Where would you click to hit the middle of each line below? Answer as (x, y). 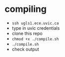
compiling (26, 9)
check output (25, 49)
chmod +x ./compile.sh (35, 39)
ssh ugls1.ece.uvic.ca (35, 23)
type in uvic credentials (36, 28)
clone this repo (27, 33)
